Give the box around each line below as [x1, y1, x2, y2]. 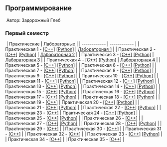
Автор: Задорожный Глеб [6, 17, 61, 23]
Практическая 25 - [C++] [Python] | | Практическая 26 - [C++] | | [5, 115, 143, 121]
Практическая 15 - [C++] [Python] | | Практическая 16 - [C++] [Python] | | [5, 89, 161, 95]
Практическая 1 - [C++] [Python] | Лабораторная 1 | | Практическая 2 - [5, 46, 156, 52]
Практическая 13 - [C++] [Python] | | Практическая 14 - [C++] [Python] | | [5, 83, 161, 89]
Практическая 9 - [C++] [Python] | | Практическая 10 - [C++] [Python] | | [5, 73, 159, 79]
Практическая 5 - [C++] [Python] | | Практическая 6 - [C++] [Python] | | [5, 62, 157, 68]
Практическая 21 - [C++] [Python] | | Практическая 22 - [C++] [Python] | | [5, 105, 161, 111]
